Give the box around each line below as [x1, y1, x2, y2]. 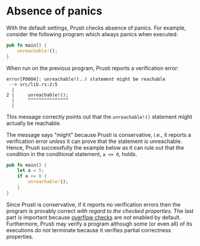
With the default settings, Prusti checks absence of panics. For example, [6, 24, 186, 31]
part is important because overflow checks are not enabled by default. [6, 213, 181, 221]
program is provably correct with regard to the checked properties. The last [6, 207, 194, 215]
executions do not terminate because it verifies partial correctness [6, 226, 172, 233]
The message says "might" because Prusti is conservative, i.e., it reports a [6, 131, 192, 138]
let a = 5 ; [17, 168, 45, 174]
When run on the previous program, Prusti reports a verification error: [6, 65, 179, 72]
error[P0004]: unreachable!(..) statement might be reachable [6, 76, 166, 82]
